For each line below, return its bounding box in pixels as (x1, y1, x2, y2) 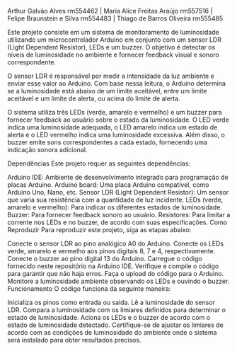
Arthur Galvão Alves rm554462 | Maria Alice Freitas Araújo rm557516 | (7, 7, 213, 15)
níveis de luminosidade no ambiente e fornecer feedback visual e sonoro (7, 50, 219, 59)
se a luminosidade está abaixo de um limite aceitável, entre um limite (7, 87, 207, 95)
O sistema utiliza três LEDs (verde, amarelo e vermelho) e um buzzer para (7, 108, 222, 116)
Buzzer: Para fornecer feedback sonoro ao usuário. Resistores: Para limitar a (7, 211, 231, 219)
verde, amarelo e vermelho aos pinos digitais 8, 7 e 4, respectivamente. (7, 247, 216, 255)
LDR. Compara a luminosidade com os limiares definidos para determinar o (7, 306, 226, 314)
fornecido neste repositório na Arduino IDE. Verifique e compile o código (7, 262, 219, 270)
